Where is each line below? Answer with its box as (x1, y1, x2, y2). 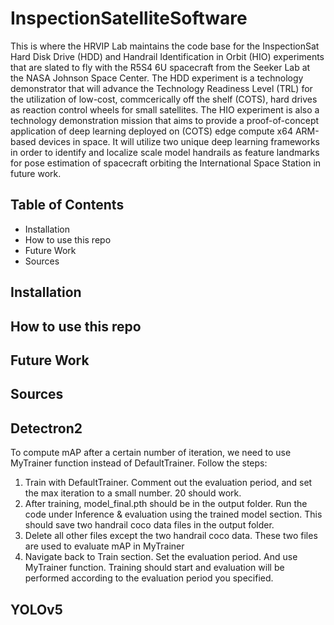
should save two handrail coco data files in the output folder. (24, 519, 275, 531)
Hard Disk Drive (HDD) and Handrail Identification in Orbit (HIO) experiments (10, 50, 325, 62)
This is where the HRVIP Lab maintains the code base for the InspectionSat (10, 40, 320, 52)
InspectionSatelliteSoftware (10, 7, 248, 30)
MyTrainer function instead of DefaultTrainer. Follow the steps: (10, 457, 268, 469)
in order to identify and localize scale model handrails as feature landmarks (10, 146, 320, 158)
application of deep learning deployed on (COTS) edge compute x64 (10, 125, 293, 137)
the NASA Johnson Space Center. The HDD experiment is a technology (10, 72, 304, 84)
